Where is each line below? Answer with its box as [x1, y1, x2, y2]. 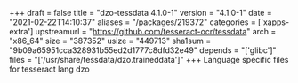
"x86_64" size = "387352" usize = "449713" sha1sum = [9, 35, 212, 46]
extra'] [9, 26, 34, 36]
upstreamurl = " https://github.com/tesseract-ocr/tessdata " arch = [35, 26, 277, 36]
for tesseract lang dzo [9, 64, 91, 74]
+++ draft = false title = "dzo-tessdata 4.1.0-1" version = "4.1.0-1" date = [9, 8, 273, 18]
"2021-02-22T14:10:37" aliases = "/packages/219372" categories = [9, 17, 256, 27]
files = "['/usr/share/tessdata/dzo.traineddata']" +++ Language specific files [9, 55, 289, 64]
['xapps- [257, 17, 290, 27]
